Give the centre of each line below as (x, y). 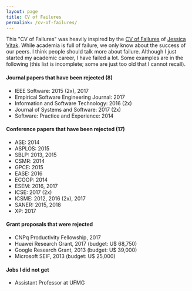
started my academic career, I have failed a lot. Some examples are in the (95, 58)
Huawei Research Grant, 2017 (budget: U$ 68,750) (76, 243)
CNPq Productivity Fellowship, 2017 (58, 237)
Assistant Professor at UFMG (50, 283)
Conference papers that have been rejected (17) (65, 129)
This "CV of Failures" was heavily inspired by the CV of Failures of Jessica (96, 39)
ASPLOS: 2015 (32, 148)
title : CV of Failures (34, 17)
